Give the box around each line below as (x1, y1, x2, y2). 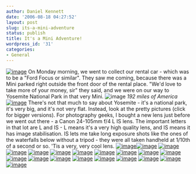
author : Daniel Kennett (6, 8, 64, 15)
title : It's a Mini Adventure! (6, 36, 82, 41)
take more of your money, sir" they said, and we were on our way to (6, 86, 170, 93)
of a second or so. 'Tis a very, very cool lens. (6, 142, 115, 149)
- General (6, 52, 30, 58)
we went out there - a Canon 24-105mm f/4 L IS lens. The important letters (6, 117, 186, 124)
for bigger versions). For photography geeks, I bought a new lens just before (6, 112, 190, 119)
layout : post (6, 19, 38, 25)
